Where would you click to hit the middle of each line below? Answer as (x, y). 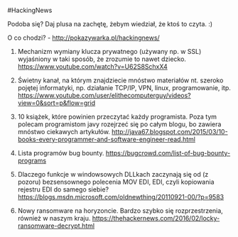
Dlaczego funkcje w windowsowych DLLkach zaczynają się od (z (113, 174)
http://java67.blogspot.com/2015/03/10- (170, 132)
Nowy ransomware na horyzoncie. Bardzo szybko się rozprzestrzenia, (120, 211)
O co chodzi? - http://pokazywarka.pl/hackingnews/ (83, 38)
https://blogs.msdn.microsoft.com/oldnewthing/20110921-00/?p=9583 (121, 197)
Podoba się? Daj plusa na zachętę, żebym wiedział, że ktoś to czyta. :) (110, 24)
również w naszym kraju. (54, 218)
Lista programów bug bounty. (61, 153)
